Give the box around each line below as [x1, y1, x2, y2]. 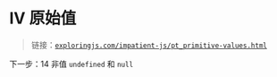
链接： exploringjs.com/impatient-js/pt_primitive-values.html [30, 39, 268, 50]
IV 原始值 [9, 8, 77, 29]
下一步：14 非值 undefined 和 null [9, 58, 134, 69]
